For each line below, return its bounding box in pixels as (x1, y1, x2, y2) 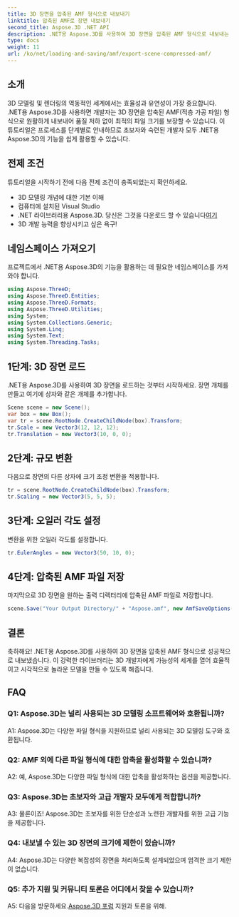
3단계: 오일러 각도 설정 (7, 515, 101, 527)
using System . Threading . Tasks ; (7, 339, 100, 346)
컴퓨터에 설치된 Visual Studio (17, 201, 100, 211)
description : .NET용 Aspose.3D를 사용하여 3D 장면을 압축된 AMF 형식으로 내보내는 (7, 30, 229, 38)
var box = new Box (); (7, 410, 72, 417)
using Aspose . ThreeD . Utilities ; (7, 305, 103, 313)
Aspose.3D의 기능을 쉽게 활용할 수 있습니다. (7, 134, 131, 143)
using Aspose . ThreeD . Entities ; (7, 293, 100, 300)
